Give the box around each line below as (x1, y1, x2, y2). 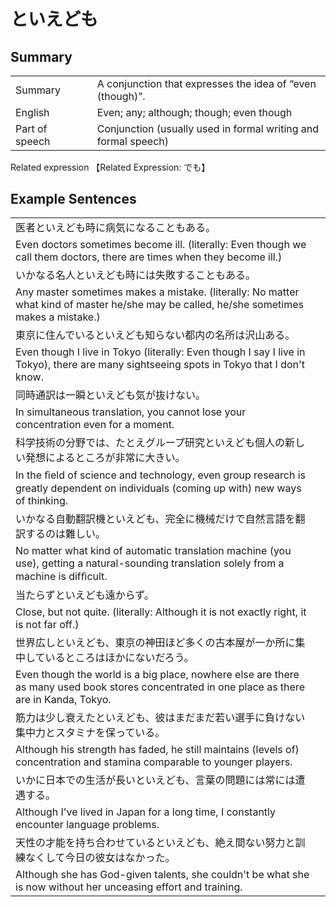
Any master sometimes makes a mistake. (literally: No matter (15, 285, 300, 299)
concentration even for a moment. (15, 418, 175, 432)
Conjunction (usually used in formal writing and (96, 122, 320, 135)
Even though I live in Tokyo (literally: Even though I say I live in (15, 345, 306, 359)
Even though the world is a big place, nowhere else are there (15, 668, 300, 682)
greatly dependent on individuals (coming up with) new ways (15, 481, 302, 495)
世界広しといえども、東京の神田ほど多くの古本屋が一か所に (15, 636, 296, 650)
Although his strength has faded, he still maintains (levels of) (15, 743, 300, 757)
